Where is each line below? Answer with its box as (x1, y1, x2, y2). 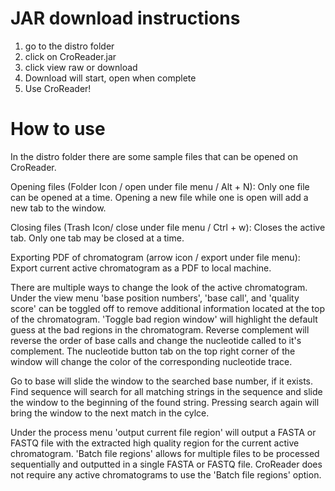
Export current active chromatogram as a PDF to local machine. (10, 262, 272, 274)
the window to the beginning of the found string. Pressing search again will (10, 396, 320, 408)
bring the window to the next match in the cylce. (10, 407, 210, 419)
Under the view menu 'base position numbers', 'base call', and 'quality (10, 292, 300, 304)
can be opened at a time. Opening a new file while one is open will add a (10, 191, 309, 203)
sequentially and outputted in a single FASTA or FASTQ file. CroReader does (10, 458, 323, 470)
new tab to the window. (10, 202, 107, 214)
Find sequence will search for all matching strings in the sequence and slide (10, 385, 323, 397)
